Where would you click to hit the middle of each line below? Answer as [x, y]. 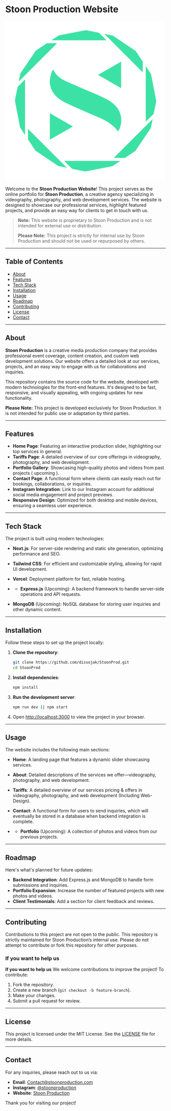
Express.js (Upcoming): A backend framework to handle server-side [92, 589]
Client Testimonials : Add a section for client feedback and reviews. [83, 901]
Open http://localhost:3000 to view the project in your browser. [79, 717]
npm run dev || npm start [40, 707]
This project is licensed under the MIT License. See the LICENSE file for [80, 1034]
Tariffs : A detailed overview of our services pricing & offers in [77, 790]
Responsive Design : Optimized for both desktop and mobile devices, [85, 500]
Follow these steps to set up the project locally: [55, 642]
